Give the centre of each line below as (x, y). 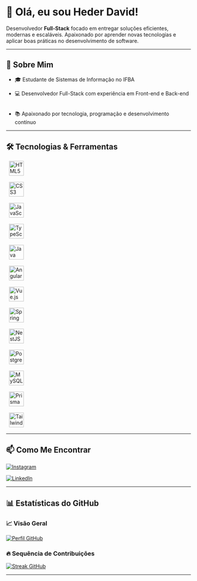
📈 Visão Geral (27, 523)
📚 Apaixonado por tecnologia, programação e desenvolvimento (92, 114)
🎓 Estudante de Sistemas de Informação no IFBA (74, 79)
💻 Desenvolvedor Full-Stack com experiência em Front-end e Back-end (102, 93)
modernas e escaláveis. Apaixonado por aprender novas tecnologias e (91, 34)
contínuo (25, 122)
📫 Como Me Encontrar (48, 450)
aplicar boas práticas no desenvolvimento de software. (72, 41)
